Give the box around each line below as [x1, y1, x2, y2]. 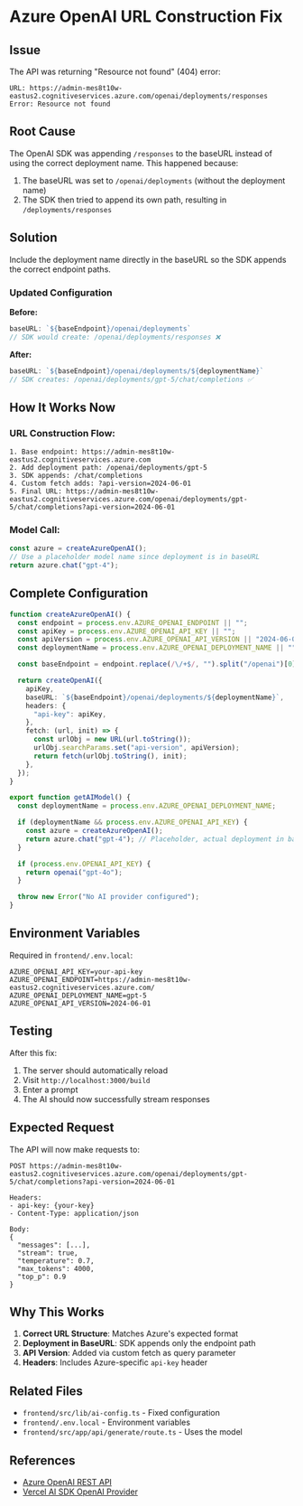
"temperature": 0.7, [17, 1256, 95, 1266]
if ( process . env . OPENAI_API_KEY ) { [17, 859, 151, 868]
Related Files [9, 1383, 84, 1398]
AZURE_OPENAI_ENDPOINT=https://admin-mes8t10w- [9, 975, 192, 984]
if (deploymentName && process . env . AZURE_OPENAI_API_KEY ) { [17, 818, 248, 828]
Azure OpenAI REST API [22, 1476, 113, 1487]
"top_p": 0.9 [17, 1272, 67, 1281]
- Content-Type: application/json [9, 1209, 140, 1218]
